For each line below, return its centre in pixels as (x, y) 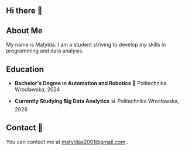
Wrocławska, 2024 (37, 89)
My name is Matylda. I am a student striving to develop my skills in (86, 45)
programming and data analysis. (45, 51)
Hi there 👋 (24, 11)
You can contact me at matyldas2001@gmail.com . (67, 142)
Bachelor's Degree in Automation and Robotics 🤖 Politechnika (90, 83)
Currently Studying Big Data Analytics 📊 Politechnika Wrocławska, (97, 101)
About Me (24, 31)
